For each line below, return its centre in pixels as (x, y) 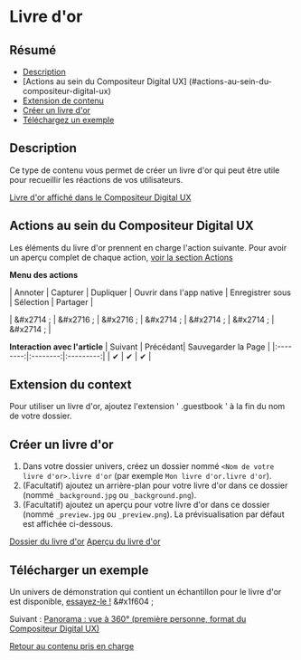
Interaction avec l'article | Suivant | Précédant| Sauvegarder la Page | (140, 347)
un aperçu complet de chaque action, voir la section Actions (121, 257)
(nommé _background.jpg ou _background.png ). (109, 495)
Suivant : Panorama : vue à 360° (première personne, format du (128, 619)
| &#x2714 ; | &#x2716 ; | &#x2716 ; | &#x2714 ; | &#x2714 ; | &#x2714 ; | (142, 320)
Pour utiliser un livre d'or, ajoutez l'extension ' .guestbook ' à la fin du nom (147, 407)
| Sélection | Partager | (51, 301)
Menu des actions (44, 274)
